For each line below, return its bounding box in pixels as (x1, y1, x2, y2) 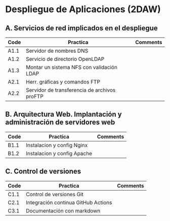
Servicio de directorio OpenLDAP (26, 56, 105, 62)
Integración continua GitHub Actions (26, 199, 112, 206)
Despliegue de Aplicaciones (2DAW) (5, 4, 161, 15)
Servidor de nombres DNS (26, 47, 89, 54)
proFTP (26, 93, 44, 100)
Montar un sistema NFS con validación (26, 64, 118, 70)
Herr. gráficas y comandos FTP (26, 79, 100, 85)
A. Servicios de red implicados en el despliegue (5, 24, 158, 32)
